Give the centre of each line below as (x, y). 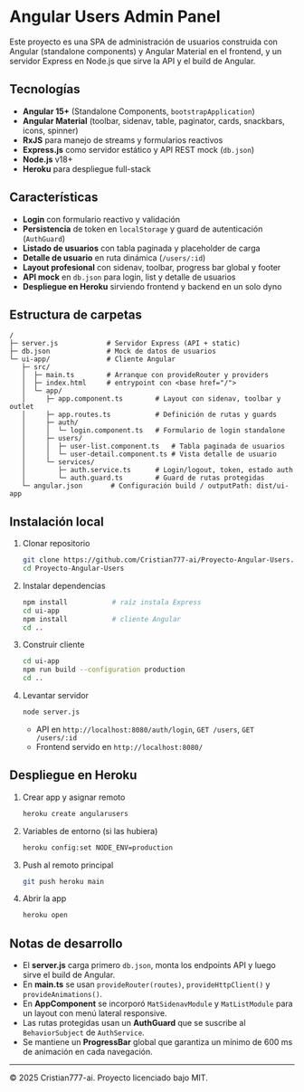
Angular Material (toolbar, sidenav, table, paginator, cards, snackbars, (153, 120)
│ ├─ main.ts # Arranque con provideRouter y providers (145, 375)
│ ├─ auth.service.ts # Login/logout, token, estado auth (157, 470)
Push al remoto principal (68, 865)
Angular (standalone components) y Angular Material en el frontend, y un (146, 51)
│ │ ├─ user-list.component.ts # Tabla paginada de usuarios (153, 446)
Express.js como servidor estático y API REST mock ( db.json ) (138, 149)
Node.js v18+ (47, 159)
